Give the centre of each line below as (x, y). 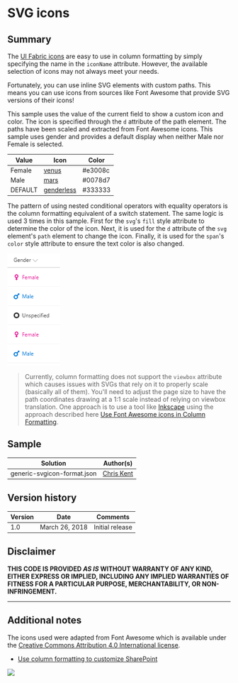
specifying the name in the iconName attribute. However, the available (108, 64)
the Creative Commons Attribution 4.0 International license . (94, 645)
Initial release (113, 528)
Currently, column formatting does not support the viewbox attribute (123, 376)
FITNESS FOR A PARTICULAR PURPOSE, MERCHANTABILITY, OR (104, 584)
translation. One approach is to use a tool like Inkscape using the (119, 407)
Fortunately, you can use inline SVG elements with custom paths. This (109, 85)
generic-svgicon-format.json (53, 474)
